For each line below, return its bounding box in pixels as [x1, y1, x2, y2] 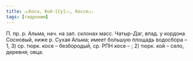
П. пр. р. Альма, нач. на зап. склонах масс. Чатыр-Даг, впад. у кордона [6, 30, 185, 37]
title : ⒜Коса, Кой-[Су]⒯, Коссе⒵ [6, 8, 93, 15]
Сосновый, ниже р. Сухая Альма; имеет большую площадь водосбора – [6, 36, 187, 43]
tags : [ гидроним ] [6, 14, 49, 20]
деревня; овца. [6, 48, 44, 55]
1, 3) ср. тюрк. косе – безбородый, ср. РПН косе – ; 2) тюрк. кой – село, [6, 42, 184, 49]
